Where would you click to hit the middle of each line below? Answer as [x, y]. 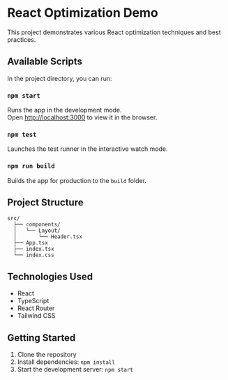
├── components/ [37, 225]
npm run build [31, 166]
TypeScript [33, 301]
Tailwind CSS [36, 316]
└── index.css [34, 255]
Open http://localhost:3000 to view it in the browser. [82, 117]
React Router [36, 308]
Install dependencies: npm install [66, 362]
